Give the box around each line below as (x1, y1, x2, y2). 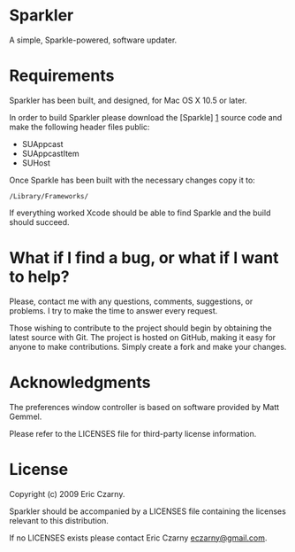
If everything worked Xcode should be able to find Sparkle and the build (9, 207, 271, 218)
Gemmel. (9, 411, 42, 422)
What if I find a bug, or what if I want (9, 248, 280, 268)
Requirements (9, 66, 115, 86)
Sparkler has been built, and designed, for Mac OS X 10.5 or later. (9, 95, 247, 105)
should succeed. (9, 216, 70, 227)
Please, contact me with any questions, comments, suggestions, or (9, 296, 253, 307)
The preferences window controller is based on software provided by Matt (9, 401, 280, 412)
